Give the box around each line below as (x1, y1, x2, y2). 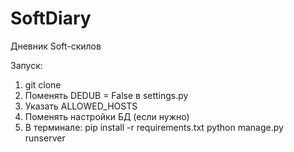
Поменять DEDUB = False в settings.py (24, 89, 189, 101)
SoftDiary (10, 7, 92, 30)
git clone (24, 78, 62, 91)
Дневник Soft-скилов (10, 40, 102, 52)
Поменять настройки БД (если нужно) (24, 110, 190, 122)
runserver (24, 132, 66, 144)
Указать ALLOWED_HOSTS (24, 100, 138, 112)
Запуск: (10, 59, 43, 71)
